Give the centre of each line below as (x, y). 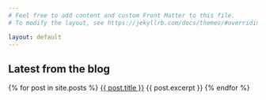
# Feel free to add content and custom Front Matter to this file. (122, 15)
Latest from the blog (59, 69)
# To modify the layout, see (56, 23)
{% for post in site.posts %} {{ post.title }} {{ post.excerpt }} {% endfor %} (129, 88)
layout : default (35, 37)
